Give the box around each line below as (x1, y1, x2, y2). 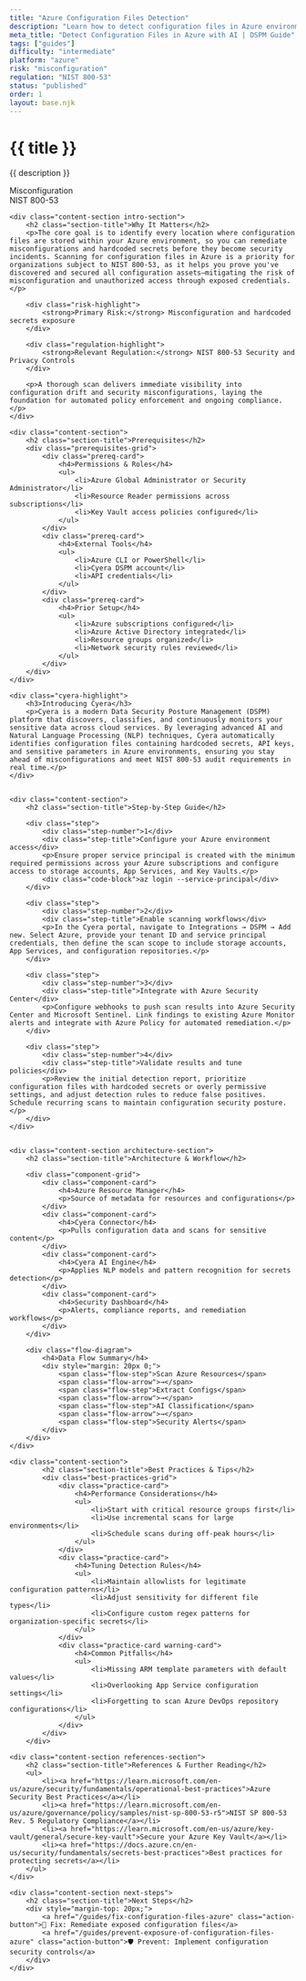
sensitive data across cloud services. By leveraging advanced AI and (9, 723, 283, 732)
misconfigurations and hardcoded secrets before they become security (9, 244, 283, 254)
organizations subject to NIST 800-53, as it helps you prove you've (9, 261, 280, 270)
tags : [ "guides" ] (9, 38, 76, 48)
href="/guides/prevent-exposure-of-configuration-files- (54, 1928, 275, 1938)
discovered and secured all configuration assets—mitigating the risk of (9, 268, 296, 278)
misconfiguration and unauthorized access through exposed (9, 276, 239, 285)
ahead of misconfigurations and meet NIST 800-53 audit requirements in (9, 755, 291, 764)
